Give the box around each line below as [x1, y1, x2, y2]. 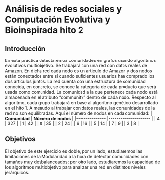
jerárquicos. [5, 169, 30, 175]
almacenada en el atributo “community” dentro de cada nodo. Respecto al [5, 94, 156, 100]
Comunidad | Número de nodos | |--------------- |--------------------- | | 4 [5, 116, 160, 121]
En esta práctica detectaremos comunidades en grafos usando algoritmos [5, 58, 156, 63]
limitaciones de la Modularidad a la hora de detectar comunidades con [5, 153, 149, 159]
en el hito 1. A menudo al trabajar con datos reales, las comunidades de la [5, 105, 155, 111]
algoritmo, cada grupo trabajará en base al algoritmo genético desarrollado [5, 100, 158, 105]
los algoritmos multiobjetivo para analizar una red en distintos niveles [5, 164, 146, 170]
